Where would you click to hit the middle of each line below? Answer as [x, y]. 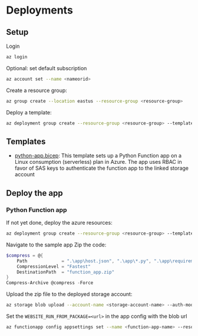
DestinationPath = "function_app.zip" [66, 272]
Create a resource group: [37, 90]
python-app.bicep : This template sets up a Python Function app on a [98, 156]
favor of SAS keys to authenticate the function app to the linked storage [101, 168]
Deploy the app [34, 193]
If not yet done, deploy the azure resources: [60, 223]
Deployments [40, 10]
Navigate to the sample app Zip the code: [56, 245]
